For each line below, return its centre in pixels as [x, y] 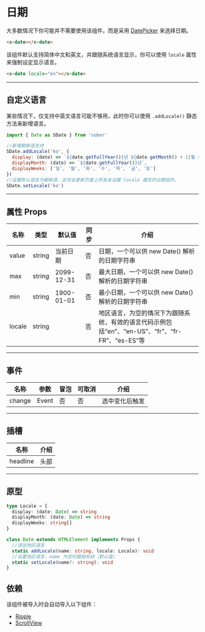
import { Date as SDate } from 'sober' [57, 135]
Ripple [23, 617]
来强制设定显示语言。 [33, 62]
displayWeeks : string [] [42, 523]
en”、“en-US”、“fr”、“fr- [145, 332]
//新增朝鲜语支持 [25, 146]
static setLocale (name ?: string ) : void [63, 562]
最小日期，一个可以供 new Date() [146, 293]
